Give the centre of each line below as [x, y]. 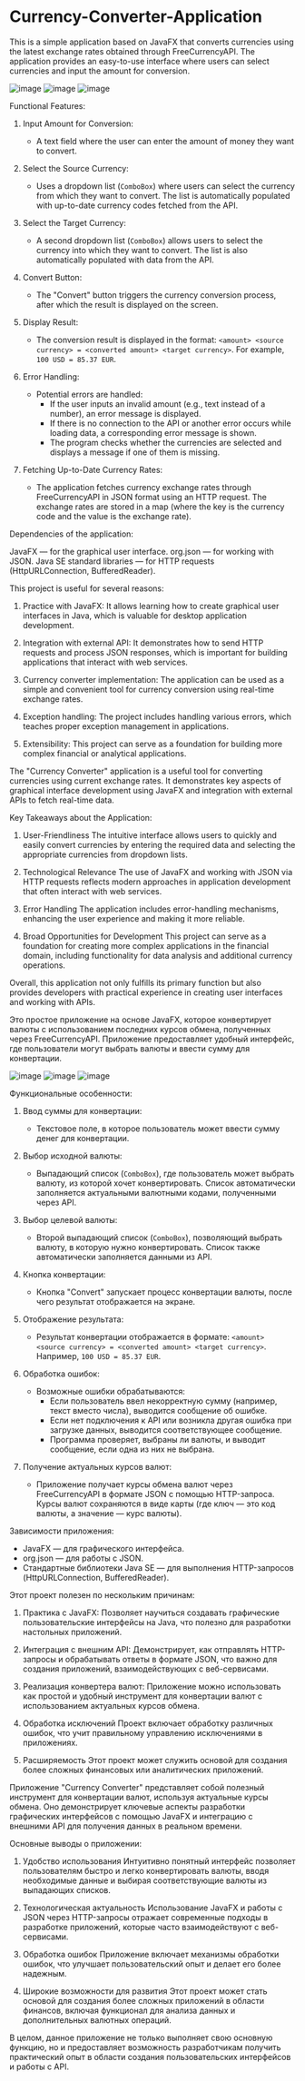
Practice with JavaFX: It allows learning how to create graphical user [151, 606]
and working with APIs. [53, 1001]
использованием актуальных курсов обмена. [111, 1705]
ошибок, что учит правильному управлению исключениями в [143, 1732]
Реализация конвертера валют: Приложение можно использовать [152, 1686]
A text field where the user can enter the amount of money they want [165, 141]
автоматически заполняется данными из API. [124, 1257]
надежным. [44, 1973]
